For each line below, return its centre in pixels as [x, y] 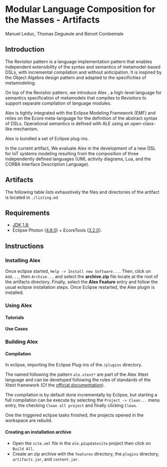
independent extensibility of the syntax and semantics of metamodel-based [83, 67]
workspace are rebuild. [29, 420]
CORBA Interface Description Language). [47, 164]
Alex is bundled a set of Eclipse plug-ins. [47, 138]
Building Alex [22, 342]
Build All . [23, 448]
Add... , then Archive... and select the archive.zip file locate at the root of [82, 277]
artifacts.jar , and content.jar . [46, 459]
